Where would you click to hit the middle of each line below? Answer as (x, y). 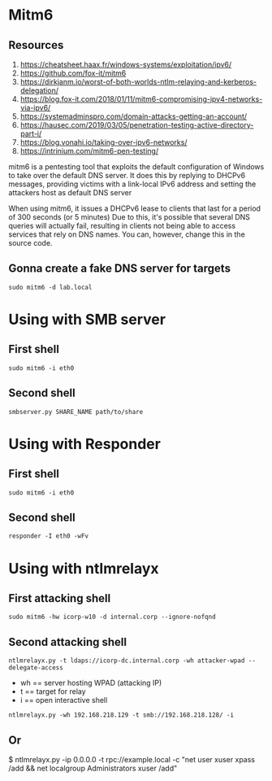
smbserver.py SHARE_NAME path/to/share (76, 412)
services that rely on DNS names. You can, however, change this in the (127, 234)
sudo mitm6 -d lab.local (50, 287)
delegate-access (36, 668)
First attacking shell (60, 598)
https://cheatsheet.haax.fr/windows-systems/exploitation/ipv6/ (126, 64)
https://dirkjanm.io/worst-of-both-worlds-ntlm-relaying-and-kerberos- (138, 82)
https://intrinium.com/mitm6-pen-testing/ (89, 151)
